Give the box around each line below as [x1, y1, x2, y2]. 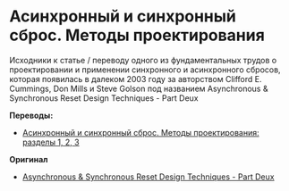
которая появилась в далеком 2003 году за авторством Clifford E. [9, 73, 262, 84]
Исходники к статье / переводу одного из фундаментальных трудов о [9, 54, 277, 65]
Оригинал [9, 154, 48, 164]
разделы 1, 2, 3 [21, 137, 80, 147]
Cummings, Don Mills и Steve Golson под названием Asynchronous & [9, 83, 268, 94]
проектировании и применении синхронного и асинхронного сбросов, [9, 64, 281, 75]
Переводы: [9, 110, 54, 120]
